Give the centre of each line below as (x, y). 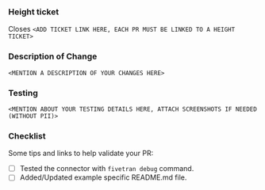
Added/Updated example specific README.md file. (103, 177)
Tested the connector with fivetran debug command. (107, 169)
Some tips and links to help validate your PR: (81, 154)
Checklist (27, 135)
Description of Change (53, 56)
